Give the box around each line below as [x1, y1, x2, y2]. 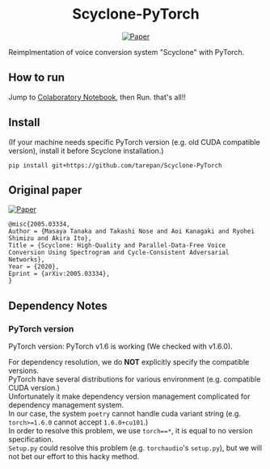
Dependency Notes [8, 298, 108, 312]
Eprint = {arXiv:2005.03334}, [8, 270, 111, 278]
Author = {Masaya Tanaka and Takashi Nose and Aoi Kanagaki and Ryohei [8, 227, 255, 235]
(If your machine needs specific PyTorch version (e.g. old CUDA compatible [8, 137, 260, 146]
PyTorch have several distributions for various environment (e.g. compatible [8, 374, 261, 384]
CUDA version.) [8, 383, 61, 393]
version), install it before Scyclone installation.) [8, 146, 164, 155]
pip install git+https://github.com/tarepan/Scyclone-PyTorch [8, 161, 222, 170]
